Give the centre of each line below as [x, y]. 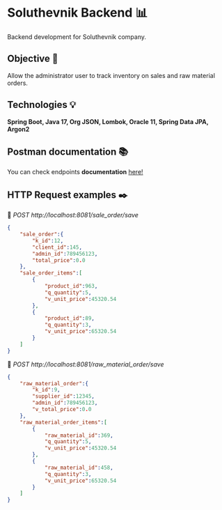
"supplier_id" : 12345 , [64, 396]
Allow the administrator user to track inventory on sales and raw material [111, 75]
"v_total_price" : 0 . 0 [62, 410]
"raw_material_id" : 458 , [79, 467]
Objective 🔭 [33, 59]
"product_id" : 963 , [71, 286]
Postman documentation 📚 [68, 152]
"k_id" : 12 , [48, 240]
